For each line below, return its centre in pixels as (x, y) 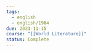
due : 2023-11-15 (26, 28)
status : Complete (28, 39)
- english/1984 (30, 23)
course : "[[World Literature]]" (46, 34)
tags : (13, 12)
